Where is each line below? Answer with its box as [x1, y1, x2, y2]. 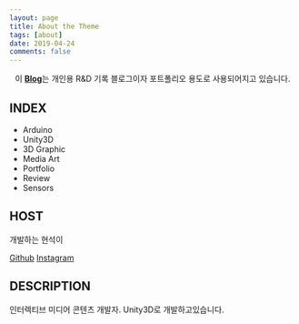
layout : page [9, 13, 59, 23]
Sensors [22, 182, 55, 193]
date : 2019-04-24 [9, 38, 75, 48]
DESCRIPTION [9, 278, 91, 294]
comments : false [9, 47, 71, 56]
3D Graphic [22, 143, 66, 155]
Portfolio [22, 163, 55, 174]
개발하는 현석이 [9, 234, 64, 245]
